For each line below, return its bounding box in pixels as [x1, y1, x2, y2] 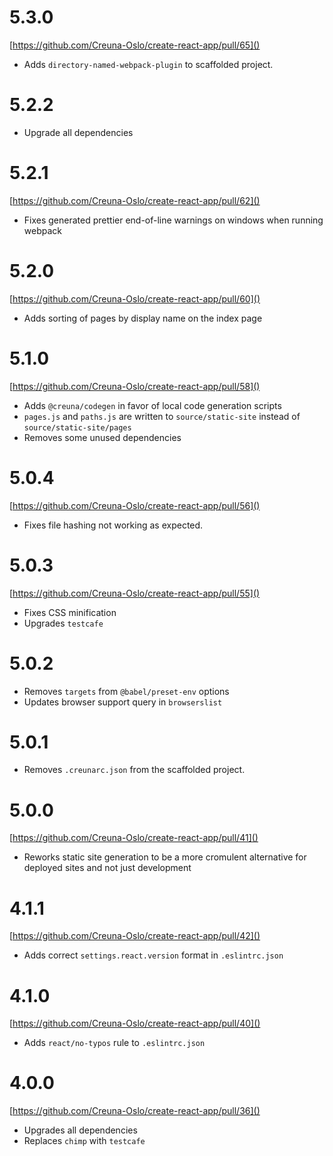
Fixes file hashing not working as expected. [23, 519, 204, 531]
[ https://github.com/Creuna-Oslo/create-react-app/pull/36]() [9, 1105, 261, 1117]
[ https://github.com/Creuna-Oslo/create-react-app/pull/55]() [9, 587, 261, 599]
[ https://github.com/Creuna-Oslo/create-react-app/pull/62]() [9, 194, 261, 206]
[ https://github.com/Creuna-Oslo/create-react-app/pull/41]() [9, 832, 259, 844]
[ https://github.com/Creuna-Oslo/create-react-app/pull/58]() [9, 380, 261, 392]
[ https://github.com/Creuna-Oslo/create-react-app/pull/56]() [9, 499, 261, 511]
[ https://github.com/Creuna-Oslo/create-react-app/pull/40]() [9, 1017, 261, 1030]
